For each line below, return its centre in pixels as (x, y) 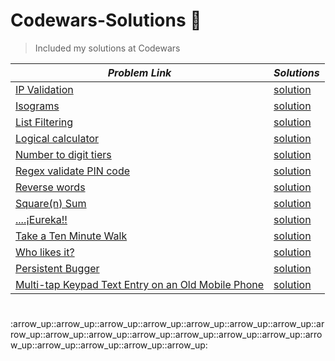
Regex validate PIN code (73, 171)
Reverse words (50, 187)
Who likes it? (45, 252)
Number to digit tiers (63, 154)
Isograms (37, 106)
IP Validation (44, 89)
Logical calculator (57, 138)
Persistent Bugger (57, 268)
